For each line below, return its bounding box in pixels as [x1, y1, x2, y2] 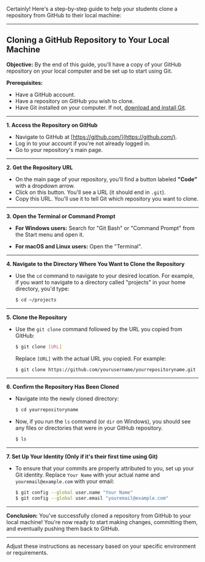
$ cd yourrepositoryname [15, 407, 79, 413]
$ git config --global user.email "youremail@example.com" [15, 495, 169, 502]
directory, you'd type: [15, 285, 70, 292]
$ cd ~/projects [15, 297, 57, 303]
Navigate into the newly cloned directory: [15, 395, 119, 402]
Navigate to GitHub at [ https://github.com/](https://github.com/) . [15, 133, 178, 140]
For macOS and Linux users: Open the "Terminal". [15, 242, 142, 250]
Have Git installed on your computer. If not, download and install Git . [15, 104, 187, 111]
